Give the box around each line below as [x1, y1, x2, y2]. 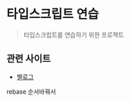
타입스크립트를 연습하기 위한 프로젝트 [23, 31, 124, 39]
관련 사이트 [6, 53, 51, 65]
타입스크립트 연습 [6, 6, 99, 22]
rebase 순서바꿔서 [6, 87, 56, 96]
